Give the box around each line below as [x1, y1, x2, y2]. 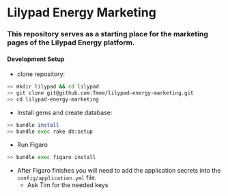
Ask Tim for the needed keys [27, 180, 109, 189]
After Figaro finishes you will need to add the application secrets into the [16, 166, 221, 174]
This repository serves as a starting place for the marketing [7, 29, 208, 39]
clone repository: [16, 70, 66, 78]
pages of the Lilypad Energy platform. [7, 38, 135, 47]
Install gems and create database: [16, 108, 113, 117]
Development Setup [7, 55, 65, 63]
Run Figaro [16, 140, 48, 149]
